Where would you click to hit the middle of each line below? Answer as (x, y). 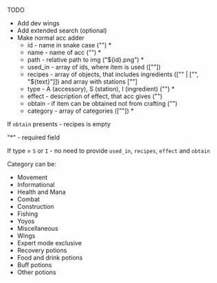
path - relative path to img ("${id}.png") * (85, 60)
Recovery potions (42, 250)
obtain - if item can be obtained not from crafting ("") (102, 103)
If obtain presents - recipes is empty (59, 124)
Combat (28, 199)
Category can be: (32, 164)
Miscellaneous (37, 228)
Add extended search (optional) (62, 31)
